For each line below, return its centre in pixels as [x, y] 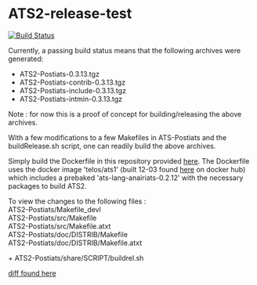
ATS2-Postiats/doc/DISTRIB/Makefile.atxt [75, 243]
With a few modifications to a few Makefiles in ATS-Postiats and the [118, 137]
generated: [26, 59]
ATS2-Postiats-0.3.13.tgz [60, 74]
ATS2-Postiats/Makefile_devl [55, 209]
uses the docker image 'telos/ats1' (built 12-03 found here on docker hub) [127, 169]
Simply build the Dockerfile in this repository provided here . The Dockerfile [129, 161]
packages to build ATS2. [48, 186]
